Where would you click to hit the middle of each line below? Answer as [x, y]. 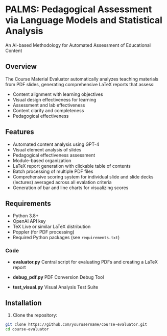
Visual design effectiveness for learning [54, 99]
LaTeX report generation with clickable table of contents [72, 166]
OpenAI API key [29, 221]
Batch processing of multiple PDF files [53, 171]
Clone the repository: [35, 315]
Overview [21, 67]
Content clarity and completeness [48, 110]
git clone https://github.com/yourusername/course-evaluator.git [76, 325]
